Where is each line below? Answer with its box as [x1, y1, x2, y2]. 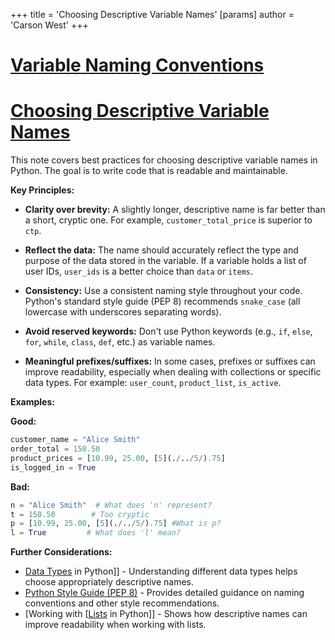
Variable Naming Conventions [10, 54, 265, 77]
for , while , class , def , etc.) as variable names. [24, 336, 216, 348]
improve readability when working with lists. [24, 619, 207, 631]
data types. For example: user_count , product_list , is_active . [24, 377, 282, 389]
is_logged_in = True [10, 462, 97, 473]
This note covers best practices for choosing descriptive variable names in [10, 154, 318, 166]
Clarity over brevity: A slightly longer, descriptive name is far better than [24, 204, 326, 216]
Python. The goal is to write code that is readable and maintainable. [10, 165, 288, 177]
